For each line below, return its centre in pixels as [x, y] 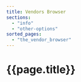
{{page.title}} [41, 70]
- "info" [23, 23]
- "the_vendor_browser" [41, 40]
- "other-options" [35, 29]
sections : [19, 17]
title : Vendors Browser [36, 12]
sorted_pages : [24, 34]
